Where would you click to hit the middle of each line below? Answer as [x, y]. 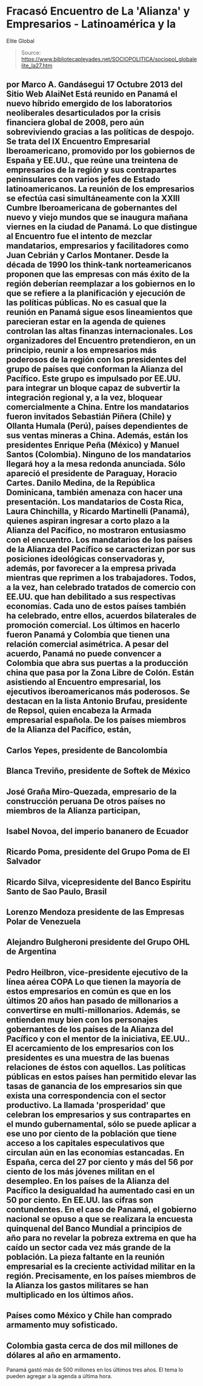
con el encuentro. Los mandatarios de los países [99, 540]
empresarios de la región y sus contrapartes [92, 170]
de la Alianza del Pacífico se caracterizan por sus [101, 550]
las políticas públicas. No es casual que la [86, 303]
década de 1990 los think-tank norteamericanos [99, 265]
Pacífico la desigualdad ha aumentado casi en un [101, 1190]
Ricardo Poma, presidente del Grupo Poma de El [98, 852]
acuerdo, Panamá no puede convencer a [84, 654]
